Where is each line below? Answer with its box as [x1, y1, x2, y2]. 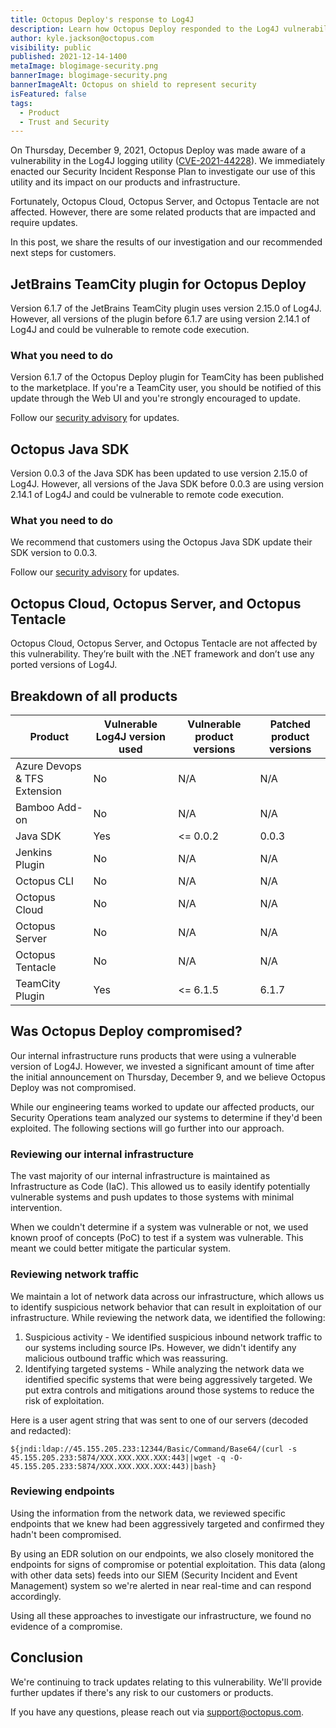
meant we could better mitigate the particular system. [10, 1242, 232, 1255]
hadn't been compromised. [10, 1528, 122, 1540]
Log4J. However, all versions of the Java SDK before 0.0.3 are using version [10, 478, 324, 490]
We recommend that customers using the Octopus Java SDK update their [10, 536, 313, 548]
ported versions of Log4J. [10, 659, 118, 671]
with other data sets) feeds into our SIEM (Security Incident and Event [10, 1569, 298, 1581]
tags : [10, 98, 33, 108]
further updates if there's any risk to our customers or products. [10, 1686, 274, 1698]
